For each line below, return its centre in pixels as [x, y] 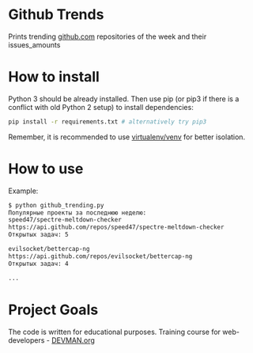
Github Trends [56, 15]
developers [26, 340]
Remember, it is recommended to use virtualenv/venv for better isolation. [127, 137]
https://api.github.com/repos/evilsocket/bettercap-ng [100, 256]
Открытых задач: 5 [38, 235]
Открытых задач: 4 [38, 264]
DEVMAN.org [73, 340]
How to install [54, 77]
